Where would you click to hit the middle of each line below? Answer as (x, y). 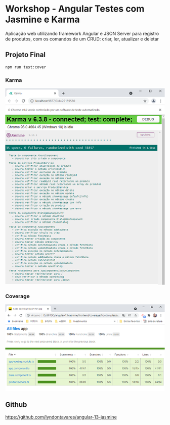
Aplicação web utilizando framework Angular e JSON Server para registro (82, 33)
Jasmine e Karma (42, 19)
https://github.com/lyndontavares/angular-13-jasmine (61, 417)
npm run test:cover (26, 67)
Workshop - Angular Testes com (75, 9)
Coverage (18, 296)
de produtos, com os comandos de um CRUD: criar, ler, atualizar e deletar (82, 39)
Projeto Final (26, 55)
